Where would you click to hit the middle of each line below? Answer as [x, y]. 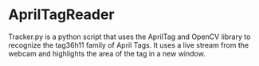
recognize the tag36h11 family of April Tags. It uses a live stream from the [129, 45]
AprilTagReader [61, 15]
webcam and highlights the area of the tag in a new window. [107, 53]
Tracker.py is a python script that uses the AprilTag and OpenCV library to [129, 37]
